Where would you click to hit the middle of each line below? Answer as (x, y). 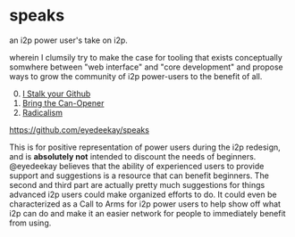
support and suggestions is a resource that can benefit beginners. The (139, 176)
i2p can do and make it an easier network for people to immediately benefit (147, 213)
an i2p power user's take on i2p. (68, 40)
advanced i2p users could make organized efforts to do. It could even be (143, 194)
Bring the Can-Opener (63, 102)
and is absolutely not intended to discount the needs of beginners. (133, 156)
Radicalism (42, 112)
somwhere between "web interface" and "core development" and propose (146, 67)
